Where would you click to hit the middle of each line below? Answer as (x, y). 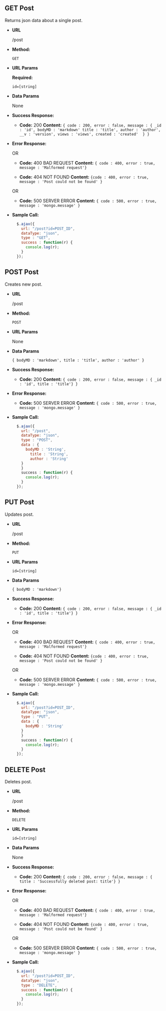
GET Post (19, 8)
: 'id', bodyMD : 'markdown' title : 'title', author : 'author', (90, 130)
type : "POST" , (37, 440)
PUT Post (19, 502)
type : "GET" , (36, 238)
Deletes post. (18, 782)
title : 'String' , (49, 454)
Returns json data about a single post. (44, 20)
